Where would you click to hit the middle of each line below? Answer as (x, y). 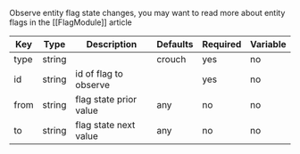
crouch (171, 59)
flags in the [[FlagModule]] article (71, 22)
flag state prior (106, 99)
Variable (268, 44)
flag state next (105, 125)
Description (112, 44)
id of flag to (99, 73)
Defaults (175, 44)
